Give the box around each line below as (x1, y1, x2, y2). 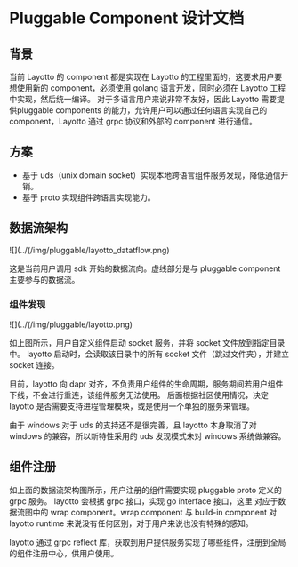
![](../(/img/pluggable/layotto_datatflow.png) (9, 244, 171, 255)
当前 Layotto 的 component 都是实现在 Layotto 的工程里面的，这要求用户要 (9, 72, 283, 82)
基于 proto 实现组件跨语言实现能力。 (21, 192, 156, 203)
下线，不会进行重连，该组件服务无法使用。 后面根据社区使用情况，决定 (9, 389, 269, 400)
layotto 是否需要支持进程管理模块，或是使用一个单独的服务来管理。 (9, 401, 255, 411)
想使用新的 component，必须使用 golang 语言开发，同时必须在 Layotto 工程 (9, 83, 286, 93)
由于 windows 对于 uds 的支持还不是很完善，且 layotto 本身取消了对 (9, 419, 257, 430)
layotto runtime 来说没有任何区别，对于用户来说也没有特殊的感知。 (9, 517, 254, 529)
